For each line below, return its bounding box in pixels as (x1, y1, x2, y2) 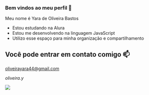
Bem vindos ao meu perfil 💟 (5, 4, 72, 11)
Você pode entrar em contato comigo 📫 (5, 50, 130, 58)
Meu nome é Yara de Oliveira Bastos (5, 16, 79, 22)
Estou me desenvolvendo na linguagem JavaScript (12, 30, 115, 36)
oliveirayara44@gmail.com (5, 66, 60, 71)
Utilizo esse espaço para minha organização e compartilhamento (12, 35, 144, 41)
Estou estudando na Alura (12, 25, 65, 31)
